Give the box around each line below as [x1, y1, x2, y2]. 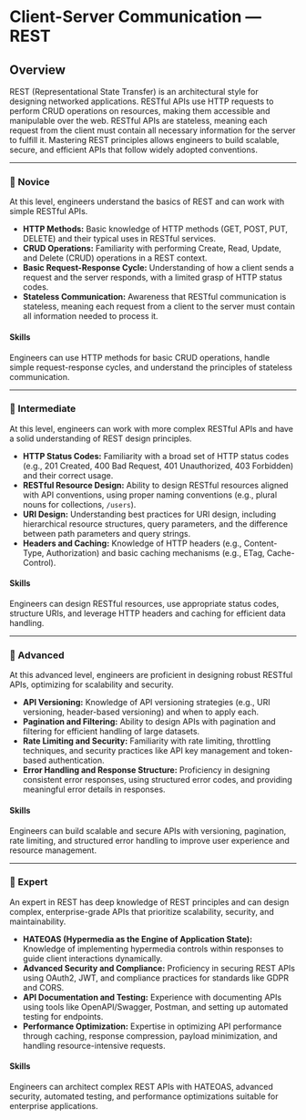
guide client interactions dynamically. [22, 952, 163, 963]
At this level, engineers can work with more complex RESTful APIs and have [9, 423, 294, 434]
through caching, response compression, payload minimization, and [22, 1030, 278, 1041]
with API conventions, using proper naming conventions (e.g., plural [22, 489, 278, 500]
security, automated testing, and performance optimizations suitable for [9, 1091, 279, 1102]
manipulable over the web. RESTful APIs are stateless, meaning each [9, 116, 268, 126]
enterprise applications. [9, 1101, 98, 1111]
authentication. [48, 755, 105, 766]
